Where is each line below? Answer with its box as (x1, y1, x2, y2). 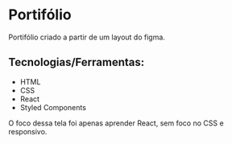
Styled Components (19, 102, 87, 112)
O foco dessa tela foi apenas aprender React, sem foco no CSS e (8, 118, 224, 128)
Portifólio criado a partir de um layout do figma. (8, 32, 165, 42)
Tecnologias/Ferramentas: (8, 56, 145, 69)
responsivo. (8, 126, 48, 136)
